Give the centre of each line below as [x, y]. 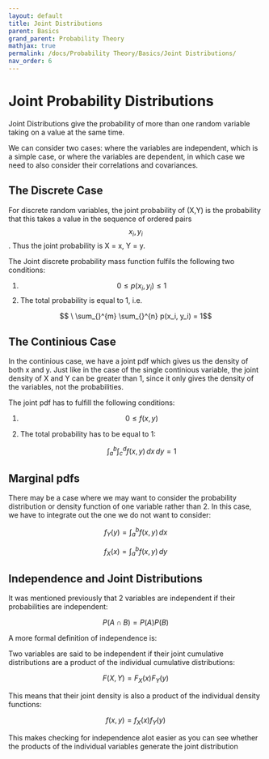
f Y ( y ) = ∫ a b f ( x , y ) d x [136, 532]
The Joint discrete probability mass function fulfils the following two [122, 262]
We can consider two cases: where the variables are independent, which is [133, 147]
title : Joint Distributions [56, 23]
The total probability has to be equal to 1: [88, 434]
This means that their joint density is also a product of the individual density [134, 695]
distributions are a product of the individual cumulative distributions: [122, 663]
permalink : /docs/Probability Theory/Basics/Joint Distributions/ [122, 53]
